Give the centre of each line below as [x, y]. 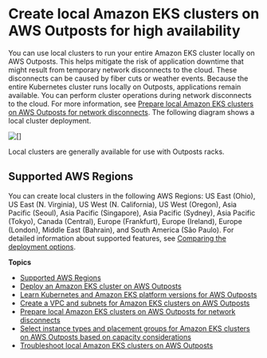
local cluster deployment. [50, 120]
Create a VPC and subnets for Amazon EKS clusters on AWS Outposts [135, 303]
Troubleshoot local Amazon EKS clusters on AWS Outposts [116, 345]
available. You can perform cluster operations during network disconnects [130, 95]
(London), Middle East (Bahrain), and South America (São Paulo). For [121, 230]
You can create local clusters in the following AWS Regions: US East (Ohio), [132, 195]
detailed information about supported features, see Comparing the [118, 238]
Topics [20, 262]
